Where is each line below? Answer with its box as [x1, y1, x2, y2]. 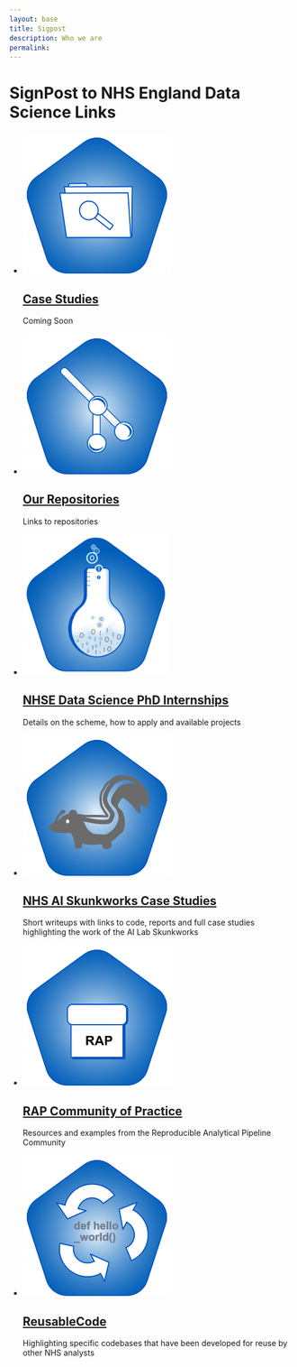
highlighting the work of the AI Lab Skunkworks [22, 927, 199, 938]
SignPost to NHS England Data [9, 83, 241, 104]
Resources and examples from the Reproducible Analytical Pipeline [22, 1128, 272, 1139]
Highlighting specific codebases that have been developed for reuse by [22, 1338, 288, 1349]
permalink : [9, 43, 50, 52]
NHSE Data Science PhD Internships [22, 693, 229, 708]
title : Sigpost [9, 23, 67, 33]
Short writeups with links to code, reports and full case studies [22, 917, 255, 928]
